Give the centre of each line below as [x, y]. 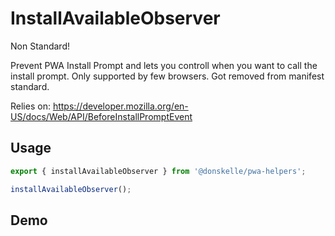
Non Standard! [40, 46]
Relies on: [30, 106]
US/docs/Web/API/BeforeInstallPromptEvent [101, 116]
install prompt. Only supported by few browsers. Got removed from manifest [167, 76]
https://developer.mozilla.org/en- [120, 106]
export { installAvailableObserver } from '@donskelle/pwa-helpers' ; [158, 171]
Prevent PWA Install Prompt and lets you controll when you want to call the [164, 65]
